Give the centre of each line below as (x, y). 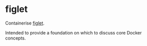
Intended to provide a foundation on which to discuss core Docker (73, 32)
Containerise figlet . (25, 23)
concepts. (16, 38)
